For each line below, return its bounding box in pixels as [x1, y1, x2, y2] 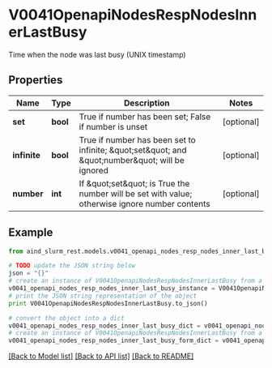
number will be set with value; [79, 188, 193, 199]
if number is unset [79, 121, 148, 132]
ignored [79, 165, 109, 176]
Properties [8, 73, 63, 87]
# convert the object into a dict [8, 314, 125, 322]
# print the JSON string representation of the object [8, 292, 198, 300]
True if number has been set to [79, 134, 196, 145]
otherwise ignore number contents [79, 198, 210, 209]
